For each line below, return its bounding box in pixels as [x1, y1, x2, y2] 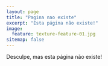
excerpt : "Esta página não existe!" [6, 20, 98, 26]
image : [6, 25, 23, 32]
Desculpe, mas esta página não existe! [6, 53, 103, 60]
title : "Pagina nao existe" [6, 14, 77, 20]
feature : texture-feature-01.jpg [11, 31, 96, 37]
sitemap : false [6, 37, 45, 43]
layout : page [6, 8, 39, 15]
